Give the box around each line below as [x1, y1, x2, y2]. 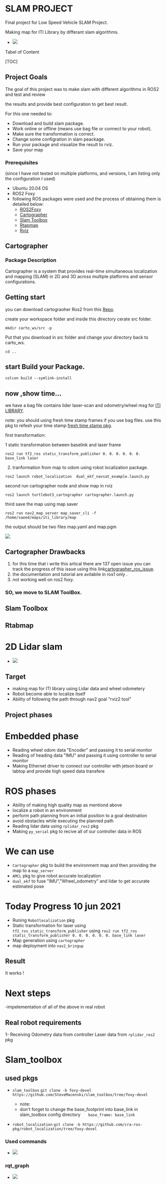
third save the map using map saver [5, 501, 78, 507]
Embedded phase [5, 731, 79, 742]
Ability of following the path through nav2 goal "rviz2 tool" [12, 696, 131, 702]
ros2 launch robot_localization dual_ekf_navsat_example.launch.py [5, 474, 150, 479]
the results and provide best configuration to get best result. [5, 101, 128, 107]
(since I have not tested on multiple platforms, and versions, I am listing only [5, 170, 161, 176]
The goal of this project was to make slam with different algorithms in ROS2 [5, 86, 160, 92]
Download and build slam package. [12, 120, 84, 126]
